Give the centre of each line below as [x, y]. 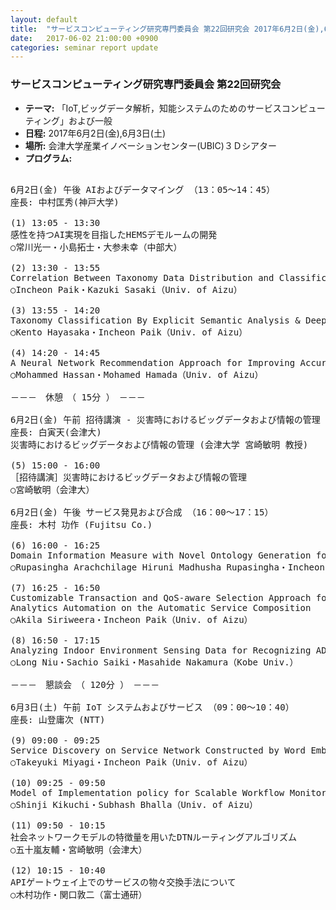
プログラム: [48, 158]
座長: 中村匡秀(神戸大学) [65, 202]
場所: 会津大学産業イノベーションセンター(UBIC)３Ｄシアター [150, 145]
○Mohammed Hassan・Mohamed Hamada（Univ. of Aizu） [137, 374]
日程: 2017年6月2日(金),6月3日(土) [95, 133]
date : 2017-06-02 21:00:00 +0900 [84, 38]
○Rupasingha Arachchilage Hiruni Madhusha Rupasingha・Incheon [167, 567]
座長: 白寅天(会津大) [56, 432]
